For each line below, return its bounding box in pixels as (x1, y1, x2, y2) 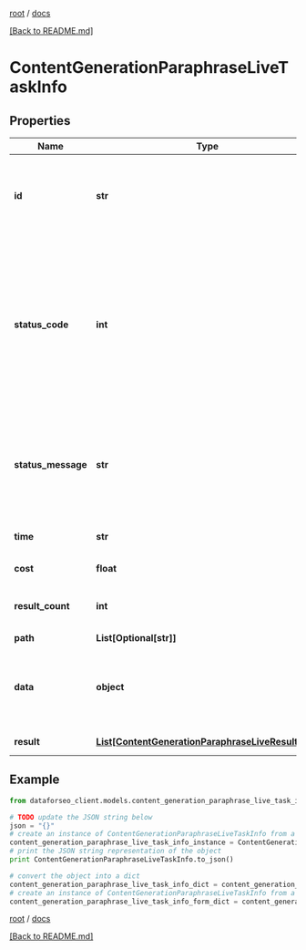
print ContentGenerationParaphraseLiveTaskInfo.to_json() (9, 855, 234, 864)
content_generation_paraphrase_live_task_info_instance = (9, 838, 234, 847)
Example (9, 772, 60, 788)
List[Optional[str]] (96, 632, 177, 644)
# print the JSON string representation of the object (9, 847, 222, 856)
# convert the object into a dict (9, 871, 141, 881)
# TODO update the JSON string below (9, 812, 153, 821)
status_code (14, 318, 69, 331)
